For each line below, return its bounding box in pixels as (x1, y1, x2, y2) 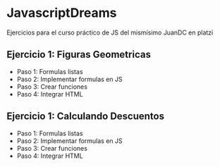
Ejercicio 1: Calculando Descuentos (6, 111, 165, 123)
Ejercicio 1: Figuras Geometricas (6, 49, 151, 61)
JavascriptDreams (6, 5, 117, 21)
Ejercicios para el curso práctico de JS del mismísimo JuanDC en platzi (6, 28, 214, 37)
